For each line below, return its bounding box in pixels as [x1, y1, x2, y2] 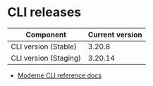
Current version [87, 30, 142, 39]
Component [25, 30, 67, 39]
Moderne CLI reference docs [17, 71, 102, 80]
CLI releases [7, 4, 82, 20]
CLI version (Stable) [11, 42, 78, 51]
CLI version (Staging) [11, 53, 82, 63]
